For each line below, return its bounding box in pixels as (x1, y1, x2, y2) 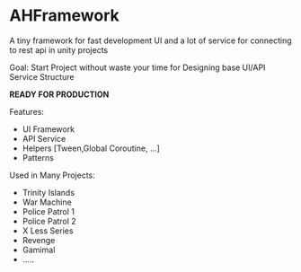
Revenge (22, 234, 56, 245)
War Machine (22, 197, 72, 207)
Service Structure (9, 71, 75, 82)
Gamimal (22, 244, 56, 255)
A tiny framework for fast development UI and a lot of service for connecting (9, 35, 292, 46)
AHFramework (9, 5, 120, 26)
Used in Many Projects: (9, 170, 96, 180)
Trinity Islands (22, 187, 75, 197)
